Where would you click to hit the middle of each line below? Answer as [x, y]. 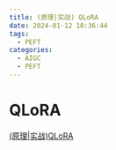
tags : [19, 34]
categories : [31, 50]
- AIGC [29, 58]
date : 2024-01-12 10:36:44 [58, 26]
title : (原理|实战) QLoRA [54, 17]
